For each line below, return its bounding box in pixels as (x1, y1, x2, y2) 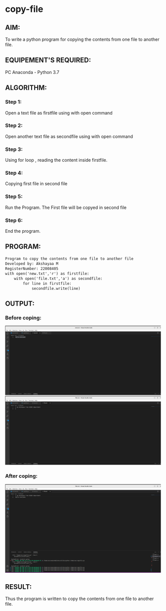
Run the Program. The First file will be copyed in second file (5, 204, 127, 210)
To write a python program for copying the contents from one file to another (5, 36, 160, 42)
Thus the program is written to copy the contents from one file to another (5, 596, 154, 602)
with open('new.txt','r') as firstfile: (5, 271, 90, 276)
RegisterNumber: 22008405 (5, 266, 58, 271)
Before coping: (5, 314, 42, 321)
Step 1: (5, 98, 22, 105)
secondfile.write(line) (31, 286, 81, 291)
